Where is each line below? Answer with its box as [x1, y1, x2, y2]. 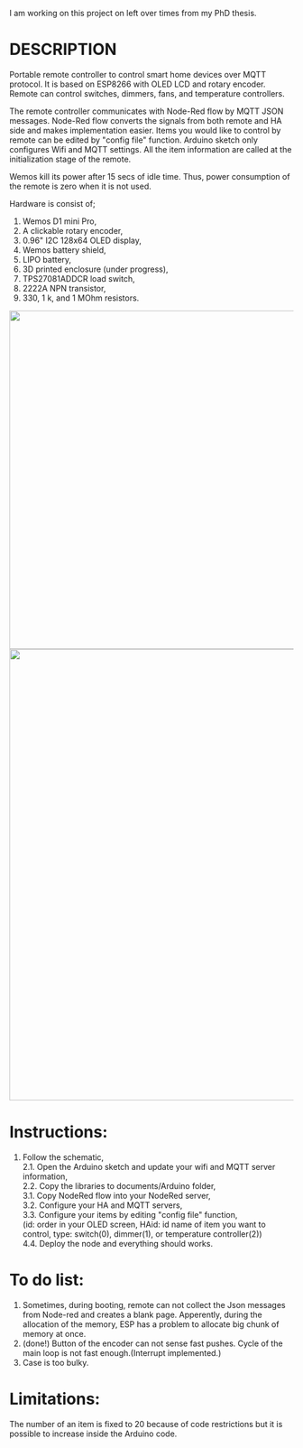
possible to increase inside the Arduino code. [9, 1428, 178, 1439]
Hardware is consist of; [9, 198, 96, 209]
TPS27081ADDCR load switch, [22, 273, 135, 283]
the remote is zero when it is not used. [9, 181, 151, 191]
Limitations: [9, 1389, 101, 1409]
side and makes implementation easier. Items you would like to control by [9, 125, 281, 135]
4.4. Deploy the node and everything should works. [22, 1238, 214, 1248]
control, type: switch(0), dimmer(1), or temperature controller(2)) [22, 1228, 263, 1239]
